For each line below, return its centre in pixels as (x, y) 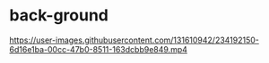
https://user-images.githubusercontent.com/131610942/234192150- (134, 40)
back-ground (59, 16)
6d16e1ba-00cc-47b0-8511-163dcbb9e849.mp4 (99, 49)
